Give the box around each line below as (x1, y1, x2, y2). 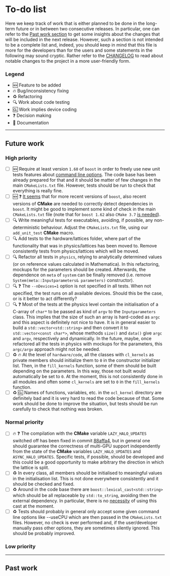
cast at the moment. (12, 503, 55, 509)
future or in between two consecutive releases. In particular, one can (16, 25, 160, 31)
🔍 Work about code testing (12, 99, 70, 105)
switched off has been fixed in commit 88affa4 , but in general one (12, 438, 150, 444)
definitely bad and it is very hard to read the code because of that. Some (12, 395, 164, 401)
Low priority (5, 543, 36, 550)
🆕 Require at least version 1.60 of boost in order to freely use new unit (12, 166, 160, 172)
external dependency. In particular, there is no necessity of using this (12, 498, 157, 504)
